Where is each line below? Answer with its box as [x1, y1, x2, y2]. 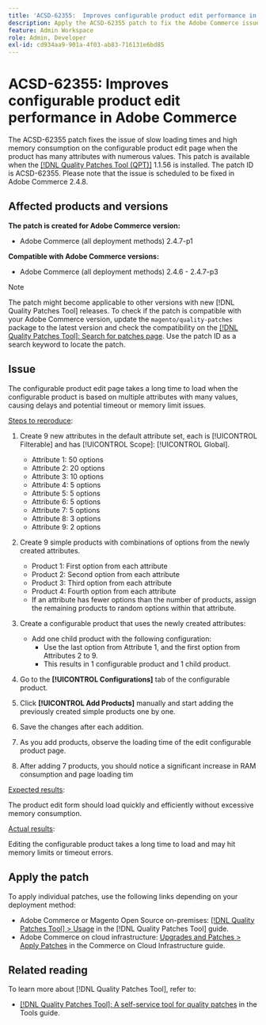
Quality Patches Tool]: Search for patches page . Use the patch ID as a [8, 331, 237, 340]
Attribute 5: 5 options [31, 488, 101, 498]
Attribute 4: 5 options [31, 480, 101, 489]
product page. [19, 746, 66, 755]
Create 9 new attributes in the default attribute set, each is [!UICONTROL [19, 431, 257, 440]
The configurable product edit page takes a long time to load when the [8, 383, 239, 393]
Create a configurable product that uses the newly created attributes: [19, 618, 246, 628]
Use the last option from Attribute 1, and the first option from [43, 642, 240, 651]
